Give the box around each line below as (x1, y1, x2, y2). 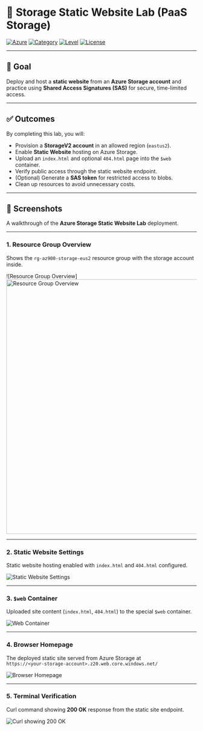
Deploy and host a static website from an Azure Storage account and (6, 78, 181, 85)
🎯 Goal (6, 62, 31, 72)
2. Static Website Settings (6, 548, 84, 556)
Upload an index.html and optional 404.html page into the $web (14, 155, 172, 162)
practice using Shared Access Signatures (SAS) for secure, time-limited (6, 84, 187, 92)
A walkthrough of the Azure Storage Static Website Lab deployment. (6, 219, 179, 227)
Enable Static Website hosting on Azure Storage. (14, 148, 138, 155)
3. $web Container (6, 594, 58, 602)
